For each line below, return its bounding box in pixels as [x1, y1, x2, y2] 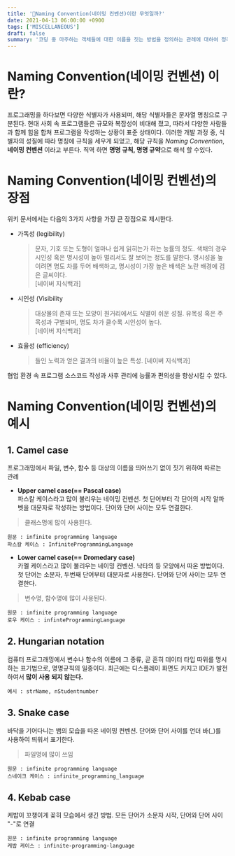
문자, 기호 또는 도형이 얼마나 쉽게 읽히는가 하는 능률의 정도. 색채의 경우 [34, 244, 227, 253]
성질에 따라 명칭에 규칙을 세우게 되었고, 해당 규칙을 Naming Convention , [25, 137, 225, 146]
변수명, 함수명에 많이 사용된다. [24, 594, 107, 602]
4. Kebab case [7, 792, 71, 804]
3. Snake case [7, 707, 70, 719]
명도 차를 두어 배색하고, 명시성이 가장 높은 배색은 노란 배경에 [53, 262, 218, 270]
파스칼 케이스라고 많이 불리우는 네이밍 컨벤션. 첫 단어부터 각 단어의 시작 [17, 495, 212, 503]
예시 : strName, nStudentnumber [7, 687, 99, 695]
